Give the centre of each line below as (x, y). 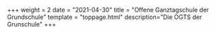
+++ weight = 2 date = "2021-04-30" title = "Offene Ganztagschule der (108, 10)
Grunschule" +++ (32, 24)
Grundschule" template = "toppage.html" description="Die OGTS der (105, 17)
